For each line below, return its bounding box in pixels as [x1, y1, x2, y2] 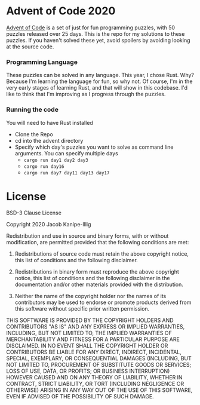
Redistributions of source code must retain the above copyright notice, [14, 250, 189, 257]
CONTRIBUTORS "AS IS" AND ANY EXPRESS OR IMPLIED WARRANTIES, [6, 323, 185, 330]
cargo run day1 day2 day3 [23, 157, 88, 163]
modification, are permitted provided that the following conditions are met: [6, 239, 189, 246]
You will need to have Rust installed [6, 119, 94, 126]
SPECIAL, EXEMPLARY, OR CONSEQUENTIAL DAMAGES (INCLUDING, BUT [6, 355, 192, 362]
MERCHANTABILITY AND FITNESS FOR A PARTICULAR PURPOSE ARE [6, 336, 180, 343]
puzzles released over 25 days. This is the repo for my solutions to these [6, 30, 185, 37]
